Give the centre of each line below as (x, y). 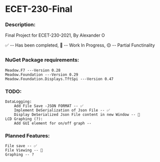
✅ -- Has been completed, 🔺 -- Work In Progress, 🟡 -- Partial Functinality (80, 45)
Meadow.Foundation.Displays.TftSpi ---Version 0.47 (59, 79)
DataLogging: (19, 102)
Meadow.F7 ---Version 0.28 (33, 70)
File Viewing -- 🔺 (24, 150)
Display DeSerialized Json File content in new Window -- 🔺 (77, 115)
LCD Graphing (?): (24, 119)
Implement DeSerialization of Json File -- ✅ (62, 110)
